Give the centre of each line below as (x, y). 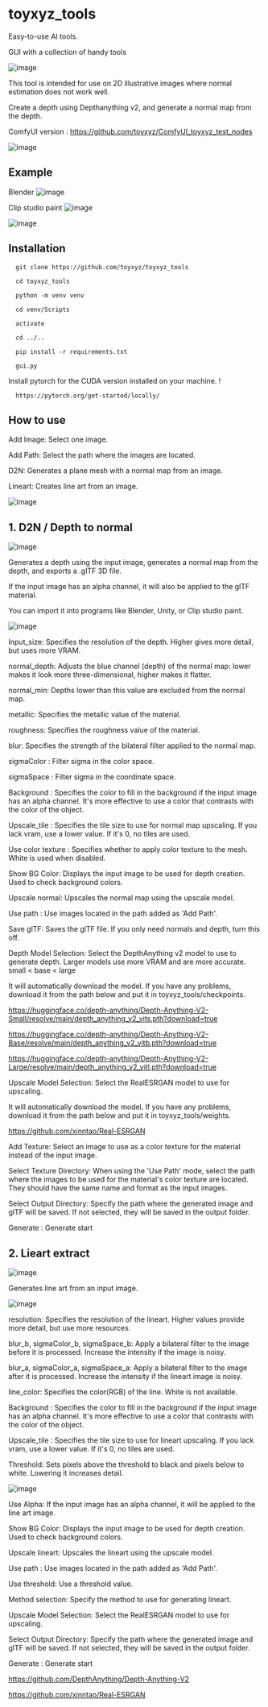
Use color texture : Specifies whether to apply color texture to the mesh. (128, 849)
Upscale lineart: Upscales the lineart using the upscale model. (111, 1553)
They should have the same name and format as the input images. (118, 1188)
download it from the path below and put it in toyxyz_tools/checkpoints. (127, 995)
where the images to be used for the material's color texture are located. (128, 1180)
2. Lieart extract (49, 1253)
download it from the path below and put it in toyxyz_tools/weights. (120, 1115)
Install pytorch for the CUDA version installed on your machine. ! (115, 380)
